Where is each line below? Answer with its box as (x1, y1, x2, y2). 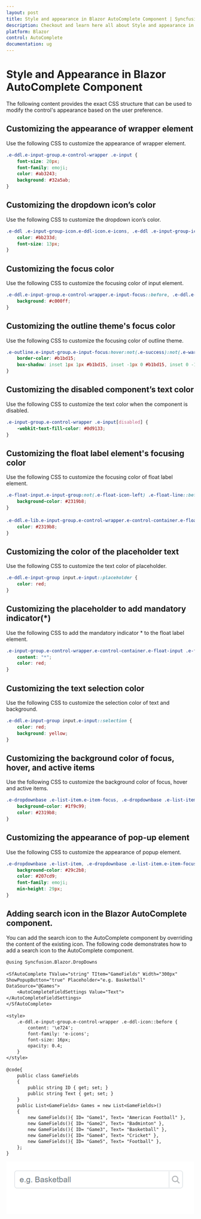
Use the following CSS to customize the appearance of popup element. (6, 848, 181, 856)
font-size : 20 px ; (17, 158, 60, 164)
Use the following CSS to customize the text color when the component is (6, 401, 188, 408)
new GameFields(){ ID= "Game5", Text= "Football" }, (28, 1138, 162, 1144)
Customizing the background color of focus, (6, 753, 175, 763)
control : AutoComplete (6, 35, 63, 41)
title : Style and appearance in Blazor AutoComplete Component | (6, 16, 172, 22)
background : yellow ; (17, 730, 68, 737)
